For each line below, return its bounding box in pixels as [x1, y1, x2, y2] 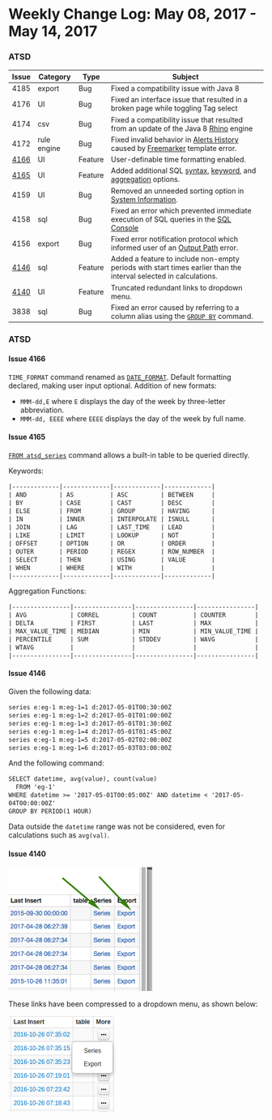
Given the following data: [8, 687, 91, 696]
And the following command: [8, 758, 104, 768]
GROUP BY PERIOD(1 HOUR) [8, 808, 92, 816]
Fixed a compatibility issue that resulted [110, 114, 244, 124]
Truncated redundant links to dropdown [110, 282, 243, 292]
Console [110, 222, 139, 232]
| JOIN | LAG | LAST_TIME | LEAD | [8, 523, 216, 532]
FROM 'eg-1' [15, 783, 57, 791]
